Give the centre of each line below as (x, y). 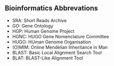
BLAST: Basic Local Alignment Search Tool (57, 52)
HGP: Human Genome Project (43, 31)
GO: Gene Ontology (33, 26)
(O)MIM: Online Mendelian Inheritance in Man (60, 47)
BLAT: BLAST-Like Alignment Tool (48, 58)
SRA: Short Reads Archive (39, 20)
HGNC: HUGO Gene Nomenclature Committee (61, 36)
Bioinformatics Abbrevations (51, 8)
